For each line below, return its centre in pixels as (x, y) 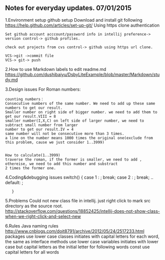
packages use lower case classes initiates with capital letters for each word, (82, 236)
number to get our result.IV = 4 (39, 129)
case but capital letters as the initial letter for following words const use (78, 247)
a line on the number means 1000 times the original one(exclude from (79, 138)
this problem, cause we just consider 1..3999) (55, 142)
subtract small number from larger (42, 125)
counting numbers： (25, 99)
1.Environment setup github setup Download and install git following (74, 20)
